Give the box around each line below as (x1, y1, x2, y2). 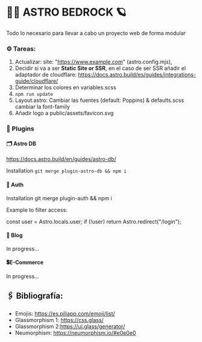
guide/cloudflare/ (14, 77, 58, 85)
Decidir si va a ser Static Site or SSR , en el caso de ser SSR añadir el (14, 65, 186, 72)
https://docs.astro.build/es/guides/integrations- (78, 71, 197, 78)
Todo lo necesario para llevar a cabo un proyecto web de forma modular (6, 29, 186, 37)
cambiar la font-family (14, 103, 71, 110)
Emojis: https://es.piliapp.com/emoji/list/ (14, 309, 116, 317)
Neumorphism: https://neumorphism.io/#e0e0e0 (14, 329, 136, 336)
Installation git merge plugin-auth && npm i (6, 194, 113, 201)
